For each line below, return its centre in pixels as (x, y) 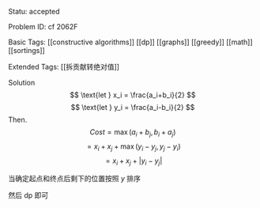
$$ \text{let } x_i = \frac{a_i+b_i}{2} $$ (133, 95)
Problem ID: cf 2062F (43, 26)
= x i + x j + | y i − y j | (134, 161)
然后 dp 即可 (28, 195)
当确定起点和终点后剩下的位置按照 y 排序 (74, 179)
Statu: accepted (34, 11)
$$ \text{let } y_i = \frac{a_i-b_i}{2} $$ (133, 107)
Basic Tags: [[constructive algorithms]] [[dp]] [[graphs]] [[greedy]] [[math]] (130, 42)
